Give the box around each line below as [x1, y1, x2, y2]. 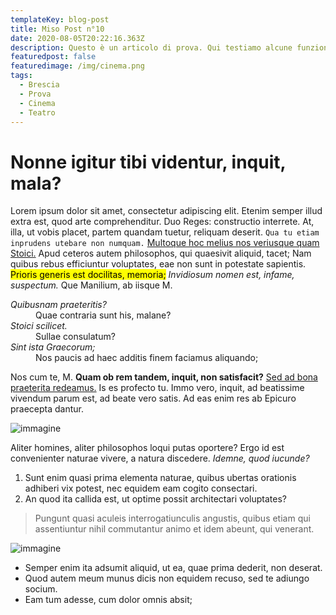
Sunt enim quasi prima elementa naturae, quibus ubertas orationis [24, 472, 297, 484]
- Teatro [19, 107, 56, 118]
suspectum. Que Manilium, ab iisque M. [10, 279, 173, 291]
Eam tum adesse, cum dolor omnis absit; [24, 594, 193, 606]
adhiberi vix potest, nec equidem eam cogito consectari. [24, 482, 258, 495]
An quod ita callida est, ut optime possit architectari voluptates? [24, 493, 287, 505]
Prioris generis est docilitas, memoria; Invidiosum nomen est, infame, [10, 269, 295, 281]
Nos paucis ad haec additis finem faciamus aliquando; [35, 352, 259, 364]
